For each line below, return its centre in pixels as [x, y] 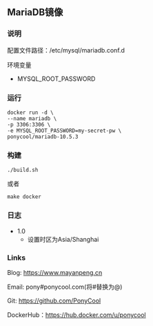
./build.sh [23, 170]
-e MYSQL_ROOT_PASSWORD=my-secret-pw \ [64, 131]
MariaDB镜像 [35, 12]
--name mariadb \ [32, 118]
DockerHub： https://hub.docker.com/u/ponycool [76, 315]
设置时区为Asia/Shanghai [63, 239]
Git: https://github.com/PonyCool [54, 300]
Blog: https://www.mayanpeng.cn [55, 272]
